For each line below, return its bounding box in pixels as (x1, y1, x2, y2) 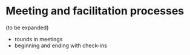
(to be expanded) (5, 24, 49, 31)
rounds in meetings (14, 35, 63, 42)
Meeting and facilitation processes (5, 4, 185, 18)
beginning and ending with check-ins (14, 42, 107, 49)
